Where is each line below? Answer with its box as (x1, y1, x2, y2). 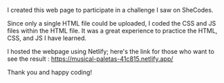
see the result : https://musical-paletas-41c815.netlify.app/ (7, 55, 174, 63)
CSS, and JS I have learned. (7, 34, 87, 42)
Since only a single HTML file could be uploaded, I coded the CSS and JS (7, 19, 216, 27)
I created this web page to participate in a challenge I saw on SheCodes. (7, 6, 214, 14)
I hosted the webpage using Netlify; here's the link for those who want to (7, 48, 214, 55)
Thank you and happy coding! (7, 68, 92, 76)
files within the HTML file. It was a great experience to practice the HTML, (7, 27, 218, 35)
